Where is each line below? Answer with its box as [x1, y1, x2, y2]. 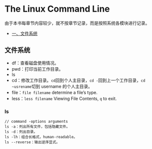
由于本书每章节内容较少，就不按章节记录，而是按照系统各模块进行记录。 [4, 20, 150, 26]
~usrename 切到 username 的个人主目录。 [11, 83, 93, 89]
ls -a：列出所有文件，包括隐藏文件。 [4, 124, 70, 130]
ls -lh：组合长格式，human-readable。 [4, 135, 77, 140]
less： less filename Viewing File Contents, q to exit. [11, 95, 117, 101]
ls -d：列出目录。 [4, 130, 38, 134]
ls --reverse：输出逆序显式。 [4, 140, 60, 145]
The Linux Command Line [4, 3, 110, 15]
